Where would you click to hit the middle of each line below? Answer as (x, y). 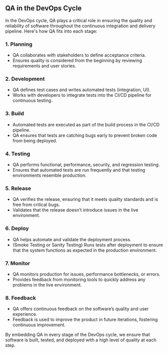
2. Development (25, 79)
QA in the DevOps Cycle (44, 8)
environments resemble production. (50, 175)
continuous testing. (32, 101)
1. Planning (19, 44)
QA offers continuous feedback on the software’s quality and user (81, 309)
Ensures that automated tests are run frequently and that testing (79, 170)
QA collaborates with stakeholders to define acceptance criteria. (79, 55)
